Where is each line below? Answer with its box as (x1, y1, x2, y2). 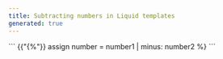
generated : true (8, 19, 63, 27)
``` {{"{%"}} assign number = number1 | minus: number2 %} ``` (8, 41, 216, 51)
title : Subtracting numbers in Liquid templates (8, 11, 175, 20)
